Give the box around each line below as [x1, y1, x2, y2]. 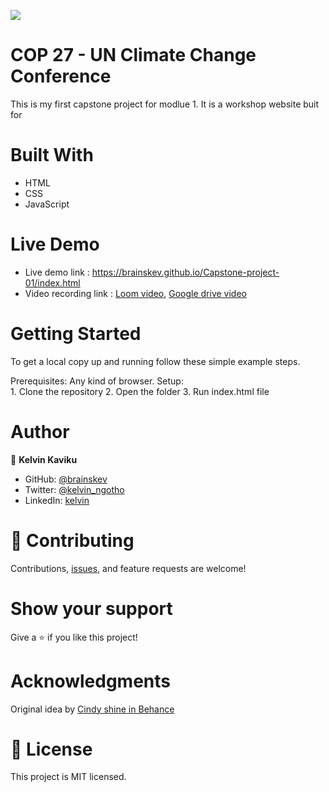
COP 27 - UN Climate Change [10, 44, 257, 67]
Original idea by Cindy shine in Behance [10, 703, 175, 715]
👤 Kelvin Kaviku [10, 453, 78, 465]
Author [10, 420, 70, 443]
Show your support [10, 597, 173, 620]
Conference [10, 65, 112, 88]
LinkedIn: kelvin [24, 494, 90, 506]
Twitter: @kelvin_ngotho [24, 483, 125, 495]
